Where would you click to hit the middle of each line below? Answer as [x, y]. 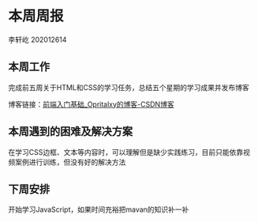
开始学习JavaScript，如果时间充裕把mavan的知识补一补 [99, 209]
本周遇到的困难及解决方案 [70, 132]
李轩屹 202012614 [37, 40]
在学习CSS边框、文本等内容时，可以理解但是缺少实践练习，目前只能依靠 [126, 152]
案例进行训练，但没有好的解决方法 [70, 162]
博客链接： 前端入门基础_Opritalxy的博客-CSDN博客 [92, 104]
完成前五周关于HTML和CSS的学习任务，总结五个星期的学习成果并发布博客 [129, 87]
